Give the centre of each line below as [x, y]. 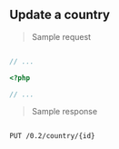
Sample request [61, 36]
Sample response [64, 112]
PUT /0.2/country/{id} [52, 136]
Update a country [60, 15]
